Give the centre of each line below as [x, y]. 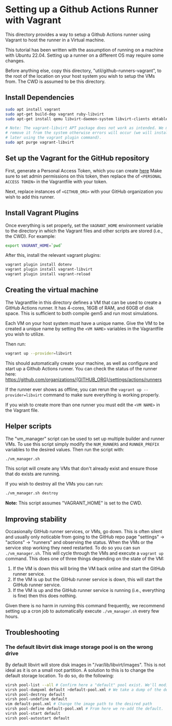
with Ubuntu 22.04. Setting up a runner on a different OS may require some [84, 55]
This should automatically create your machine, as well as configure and [81, 363]
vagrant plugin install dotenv [39, 265]
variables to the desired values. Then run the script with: [65, 449]
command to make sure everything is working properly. [102, 394]
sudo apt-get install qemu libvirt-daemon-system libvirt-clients [78, 119]
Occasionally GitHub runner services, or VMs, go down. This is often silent [84, 532]
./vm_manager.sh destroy [32, 493]
